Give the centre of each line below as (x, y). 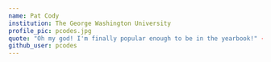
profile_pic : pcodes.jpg (50, 31)
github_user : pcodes (43, 46)
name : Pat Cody (34, 16)
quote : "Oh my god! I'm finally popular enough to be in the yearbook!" (133, 38)
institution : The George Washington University (90, 23)
